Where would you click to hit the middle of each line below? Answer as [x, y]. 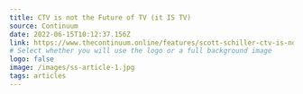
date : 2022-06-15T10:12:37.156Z [70, 34]
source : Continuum [44, 26]
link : [19, 43]
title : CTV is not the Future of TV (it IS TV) [101, 17]
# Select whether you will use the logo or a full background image [141, 51]
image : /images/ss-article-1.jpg [72, 68]
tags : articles [38, 76]
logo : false [32, 59]
